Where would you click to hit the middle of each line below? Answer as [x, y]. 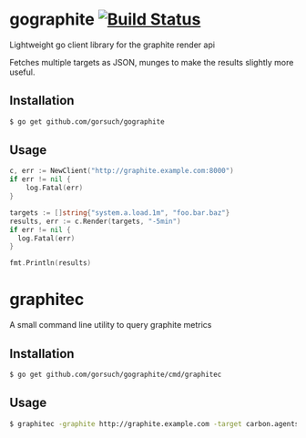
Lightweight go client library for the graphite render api [112, 45]
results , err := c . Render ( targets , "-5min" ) [95, 221]
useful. [22, 72]
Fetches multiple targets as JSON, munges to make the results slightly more [152, 62]
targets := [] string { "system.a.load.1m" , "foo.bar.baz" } [120, 213]
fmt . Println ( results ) [51, 263]
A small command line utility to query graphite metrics [111, 325]
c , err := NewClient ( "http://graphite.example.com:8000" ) [122, 171]
